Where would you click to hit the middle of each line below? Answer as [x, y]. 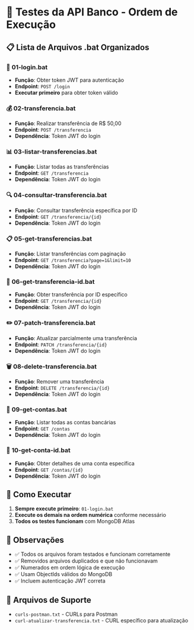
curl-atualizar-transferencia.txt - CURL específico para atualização [101, 620]
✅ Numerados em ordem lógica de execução [70, 568]
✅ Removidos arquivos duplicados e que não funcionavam [86, 561]
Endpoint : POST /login [42, 86]
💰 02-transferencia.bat [41, 108]
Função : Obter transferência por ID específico [71, 295]
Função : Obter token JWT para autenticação [69, 80]
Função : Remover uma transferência [59, 381]
